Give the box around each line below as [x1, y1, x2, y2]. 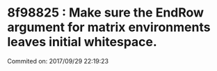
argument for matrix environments [7, 19, 211, 35]
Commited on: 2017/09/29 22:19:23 [7, 57, 109, 65]
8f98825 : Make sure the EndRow [7, 5, 204, 21]
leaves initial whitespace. [7, 34, 158, 50]
